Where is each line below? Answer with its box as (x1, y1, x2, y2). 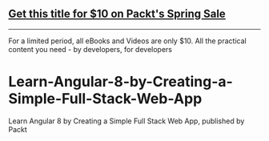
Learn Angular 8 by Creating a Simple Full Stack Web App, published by (8, 116, 245, 126)
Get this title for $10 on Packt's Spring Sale (8, 7, 226, 21)
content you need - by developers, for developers (8, 44, 172, 54)
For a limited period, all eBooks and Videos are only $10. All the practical (8, 36, 247, 46)
